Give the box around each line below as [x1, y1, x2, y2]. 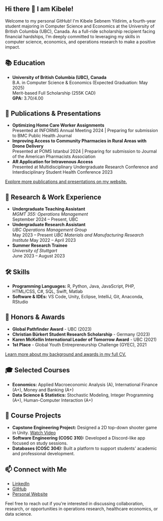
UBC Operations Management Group [12, 227, 87, 233]
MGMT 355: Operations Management [12, 211, 88, 217]
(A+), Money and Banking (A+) [12, 387, 74, 392]
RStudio [12, 299, 28, 305]
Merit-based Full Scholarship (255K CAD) [12, 90, 96, 96]
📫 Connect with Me [5, 465, 67, 473]
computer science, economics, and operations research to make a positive [5, 39, 156, 45]
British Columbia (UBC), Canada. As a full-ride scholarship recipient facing [5, 28, 156, 34]
